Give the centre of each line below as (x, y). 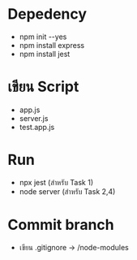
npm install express (52, 45)
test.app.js (37, 127)
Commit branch (61, 225)
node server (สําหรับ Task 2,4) (67, 191)
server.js (34, 118)
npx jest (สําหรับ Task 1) (56, 182)
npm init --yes (43, 37)
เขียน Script (43, 87)
